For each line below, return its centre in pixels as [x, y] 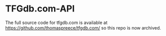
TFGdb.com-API [40, 9]
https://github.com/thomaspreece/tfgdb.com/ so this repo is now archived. [83, 27]
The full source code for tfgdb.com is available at [56, 22]
